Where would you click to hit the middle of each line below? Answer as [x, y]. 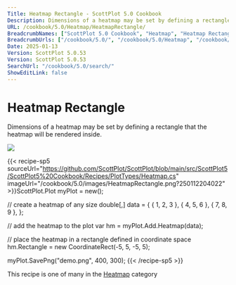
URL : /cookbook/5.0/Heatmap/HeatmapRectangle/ [77, 27]
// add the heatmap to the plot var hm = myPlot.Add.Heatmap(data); [105, 226]
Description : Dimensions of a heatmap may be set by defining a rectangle [119, 20]
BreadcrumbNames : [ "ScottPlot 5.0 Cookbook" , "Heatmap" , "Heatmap [106, 33]
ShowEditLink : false [38, 72]
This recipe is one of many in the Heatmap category [83, 274]
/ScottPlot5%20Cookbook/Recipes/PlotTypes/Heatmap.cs [92, 176]
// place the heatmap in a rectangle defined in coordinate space [99, 239]
